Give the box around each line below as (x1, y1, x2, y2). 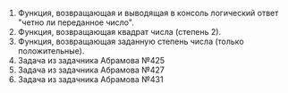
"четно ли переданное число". (17, 17, 134, 28)
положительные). (17, 46, 85, 56)
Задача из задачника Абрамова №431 (17, 74, 164, 84)
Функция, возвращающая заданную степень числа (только (17, 36, 244, 46)
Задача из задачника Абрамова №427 (17, 64, 165, 75)
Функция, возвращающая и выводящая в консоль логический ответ (17, 8, 279, 18)
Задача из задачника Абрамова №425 (17, 55, 165, 65)
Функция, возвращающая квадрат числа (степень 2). (17, 27, 222, 37)
